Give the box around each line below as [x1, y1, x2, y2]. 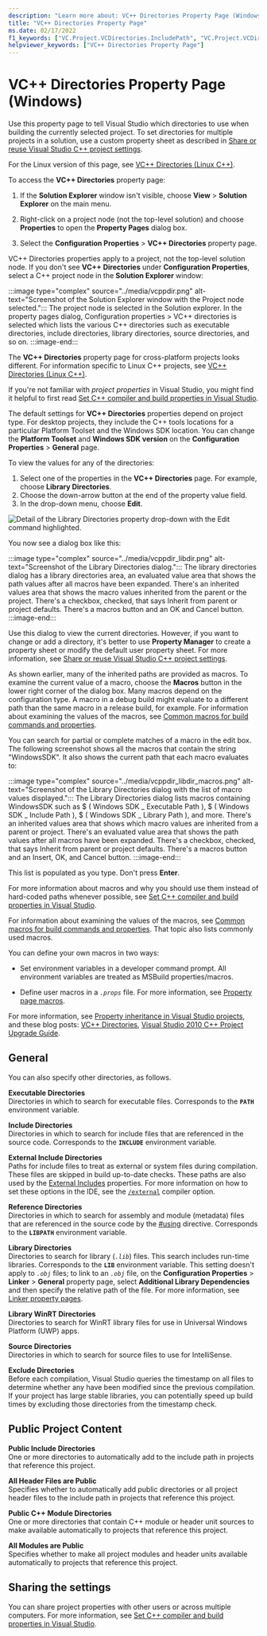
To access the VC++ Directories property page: [8, 175, 165, 185]
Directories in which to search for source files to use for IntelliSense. [8, 1350, 233, 1359]
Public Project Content [8, 1422, 122, 1436]
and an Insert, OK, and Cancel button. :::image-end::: [8, 853, 181, 862]
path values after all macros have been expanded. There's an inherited [8, 579, 240, 589]
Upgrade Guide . [8, 1029, 61, 1038]
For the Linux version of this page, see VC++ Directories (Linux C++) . [8, 160, 236, 170]
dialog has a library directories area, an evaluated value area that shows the [8, 571, 257, 580]
